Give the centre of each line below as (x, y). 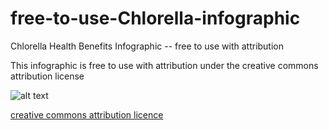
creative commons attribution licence (87, 114)
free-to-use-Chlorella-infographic (155, 18)
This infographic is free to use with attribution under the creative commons (164, 65)
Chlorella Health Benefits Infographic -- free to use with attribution (147, 46)
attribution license (47, 76)
